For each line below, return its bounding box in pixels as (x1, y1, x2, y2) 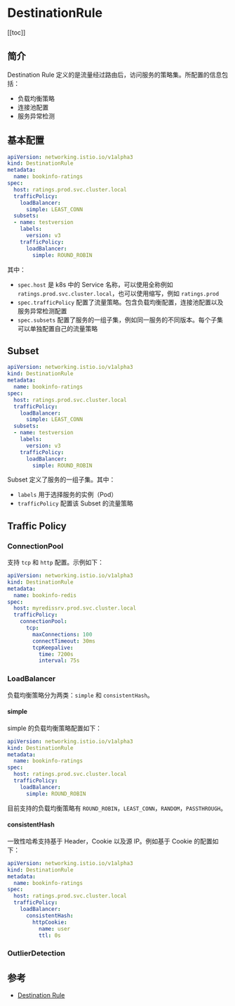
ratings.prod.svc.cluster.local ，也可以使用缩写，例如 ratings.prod (17, 289, 220, 297)
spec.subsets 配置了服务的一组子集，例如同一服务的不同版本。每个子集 (17, 315, 223, 324)
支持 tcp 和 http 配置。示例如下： (7, 558, 104, 567)
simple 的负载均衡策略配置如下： (7, 724, 102, 732)
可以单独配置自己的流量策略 (17, 324, 98, 332)
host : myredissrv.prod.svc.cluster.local (13, 605, 137, 612)
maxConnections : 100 (32, 631, 93, 638)
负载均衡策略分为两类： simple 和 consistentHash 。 (7, 691, 154, 699)
